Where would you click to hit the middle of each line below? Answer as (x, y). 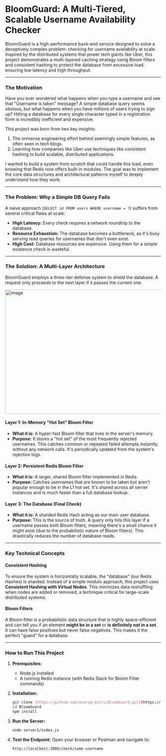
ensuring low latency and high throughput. (48, 70)
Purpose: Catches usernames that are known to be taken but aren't (81, 482)
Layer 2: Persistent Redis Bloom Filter (44, 466)
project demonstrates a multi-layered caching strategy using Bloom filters (80, 59)
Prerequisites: (27, 663)
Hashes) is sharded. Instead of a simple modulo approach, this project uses (82, 581)
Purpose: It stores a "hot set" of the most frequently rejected (74, 439)
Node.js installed (37, 673)
